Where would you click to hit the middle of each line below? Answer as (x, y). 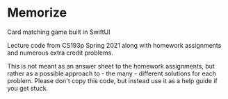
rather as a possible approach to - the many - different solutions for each (112, 73)
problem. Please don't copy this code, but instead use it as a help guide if (112, 80)
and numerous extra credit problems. (60, 53)
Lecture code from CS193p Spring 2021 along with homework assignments (114, 45)
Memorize (37, 13)
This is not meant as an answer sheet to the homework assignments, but (111, 66)
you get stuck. (28, 88)
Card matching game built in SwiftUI (59, 32)
